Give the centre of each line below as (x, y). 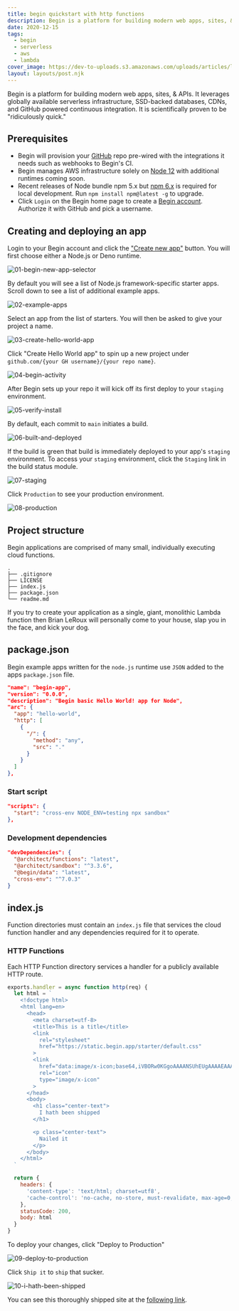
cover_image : (27, 67)
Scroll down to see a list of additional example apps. (84, 291)
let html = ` (33, 994)
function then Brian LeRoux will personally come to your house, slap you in (117, 620)
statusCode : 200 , (46, 1211)
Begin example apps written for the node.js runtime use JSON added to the (116, 667)
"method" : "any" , (58, 741)
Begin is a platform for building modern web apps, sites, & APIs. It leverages (118, 94)
